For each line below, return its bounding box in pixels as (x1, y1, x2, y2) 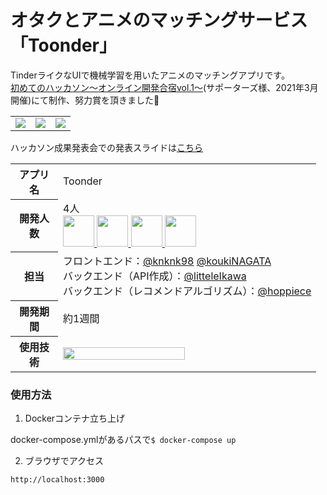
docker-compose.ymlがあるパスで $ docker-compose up (10, 434, 237, 446)
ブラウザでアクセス (24, 455, 105, 467)
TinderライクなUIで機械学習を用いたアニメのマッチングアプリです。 (10, 69, 290, 81)
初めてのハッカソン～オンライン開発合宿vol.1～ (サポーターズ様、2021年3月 (10, 81, 319, 93)
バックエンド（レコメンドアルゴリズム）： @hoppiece (63, 284, 312, 298)
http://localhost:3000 (10, 475, 105, 485)
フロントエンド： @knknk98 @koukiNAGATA (63, 254, 272, 268)
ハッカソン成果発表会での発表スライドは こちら (10, 141, 203, 153)
